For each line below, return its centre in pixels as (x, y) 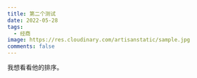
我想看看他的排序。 (35, 67)
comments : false (31, 46)
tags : (15, 27)
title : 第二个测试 (32, 14)
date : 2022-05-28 (33, 20)
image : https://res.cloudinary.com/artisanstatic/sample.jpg (99, 40)
